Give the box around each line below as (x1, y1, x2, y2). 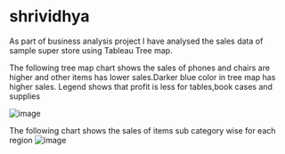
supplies (9, 91, 41, 101)
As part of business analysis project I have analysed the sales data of (9, 36, 264, 46)
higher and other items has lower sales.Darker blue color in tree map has (9, 71, 276, 82)
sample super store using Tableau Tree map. (9, 45, 173, 55)
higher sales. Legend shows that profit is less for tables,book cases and (9, 81, 273, 92)
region (9, 134, 33, 145)
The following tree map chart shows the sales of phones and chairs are (9, 62, 270, 73)
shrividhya (9, 6, 91, 27)
